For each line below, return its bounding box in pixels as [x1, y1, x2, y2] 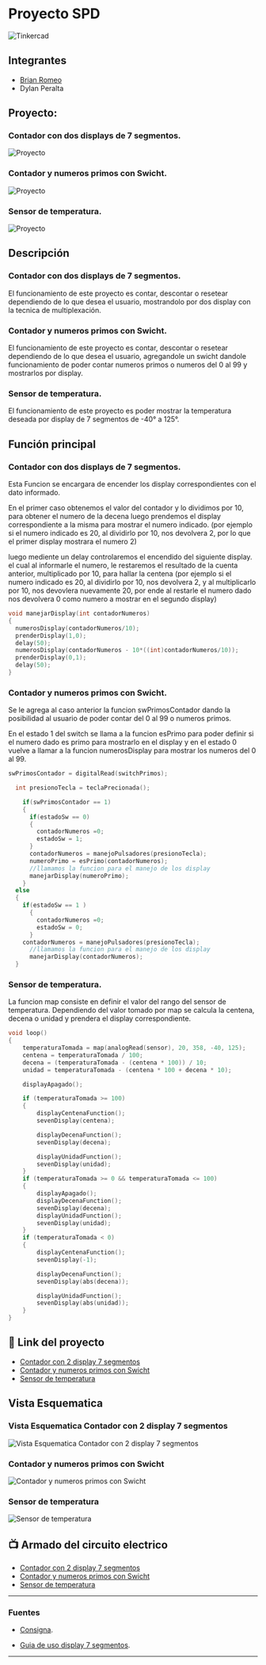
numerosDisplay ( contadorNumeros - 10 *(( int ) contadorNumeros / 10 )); [15, 647, 239, 655]
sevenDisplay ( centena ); [36, 1117, 115, 1125]
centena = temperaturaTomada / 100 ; [22, 1051, 144, 1059]
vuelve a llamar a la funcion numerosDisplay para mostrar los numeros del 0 [8, 746, 256, 755]
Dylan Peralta [19, 83, 64, 93]
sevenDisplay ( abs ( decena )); [36, 1277, 129, 1285]
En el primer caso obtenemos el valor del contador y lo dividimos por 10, [8, 503, 244, 512]
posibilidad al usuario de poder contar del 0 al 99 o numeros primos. [8, 714, 232, 724]
